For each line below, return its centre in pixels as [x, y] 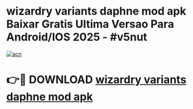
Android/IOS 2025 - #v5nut [77, 37]
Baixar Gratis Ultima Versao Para [90, 24]
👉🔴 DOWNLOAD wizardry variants [96, 80]
